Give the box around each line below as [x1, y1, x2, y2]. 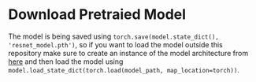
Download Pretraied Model [8, 6, 187, 24]
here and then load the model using [8, 57, 124, 66]
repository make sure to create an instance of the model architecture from [8, 48, 249, 58]
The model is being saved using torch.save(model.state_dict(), [8, 32, 219, 41]
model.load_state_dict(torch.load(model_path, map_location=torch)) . [8, 65, 240, 74]
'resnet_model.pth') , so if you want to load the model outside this [8, 39, 223, 49]
